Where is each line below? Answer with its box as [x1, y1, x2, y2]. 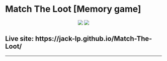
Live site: [5, 34, 34, 43]
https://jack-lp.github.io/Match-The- [35, 34, 153, 43]
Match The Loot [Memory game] [5, 3, 142, 15]
